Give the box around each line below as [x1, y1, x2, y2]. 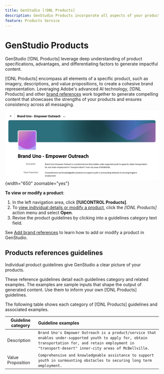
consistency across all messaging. [5, 101, 74, 107]
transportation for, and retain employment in [38, 341, 135, 346]
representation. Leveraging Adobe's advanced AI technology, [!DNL [5, 86, 142, 92]
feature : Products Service [5, 18, 60, 23]
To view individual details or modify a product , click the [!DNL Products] [12, 204, 157, 210]
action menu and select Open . [12, 210, 73, 216]
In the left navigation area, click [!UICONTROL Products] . [12, 199, 128, 205]
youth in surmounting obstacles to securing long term [38, 358, 152, 363]
